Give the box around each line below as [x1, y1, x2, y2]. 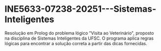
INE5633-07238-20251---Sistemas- [4, 3, 157, 15]
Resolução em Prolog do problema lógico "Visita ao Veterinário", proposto [4, 30, 154, 36]
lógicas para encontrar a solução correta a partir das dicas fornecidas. [4, 40, 148, 46]
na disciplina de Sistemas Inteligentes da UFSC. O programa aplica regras [4, 35, 154, 41]
